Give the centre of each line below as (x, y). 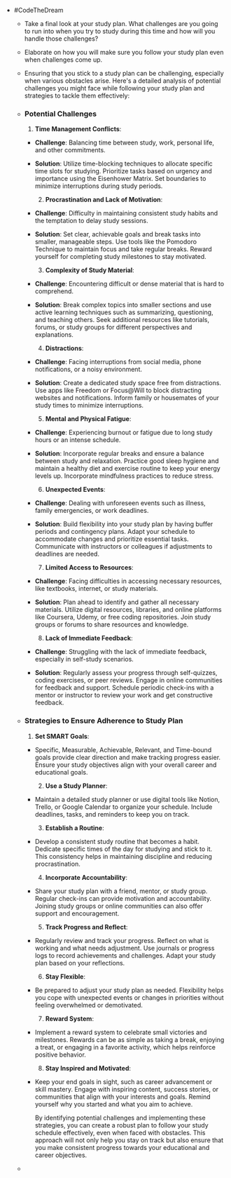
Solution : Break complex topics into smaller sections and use (123, 305)
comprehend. (54, 291)
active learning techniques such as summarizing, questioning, (124, 312)
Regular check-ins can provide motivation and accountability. (123, 898)
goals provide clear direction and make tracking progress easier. (128, 757)
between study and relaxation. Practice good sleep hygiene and (127, 461)
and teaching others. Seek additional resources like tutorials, (122, 320)
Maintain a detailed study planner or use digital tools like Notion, (127, 799)
